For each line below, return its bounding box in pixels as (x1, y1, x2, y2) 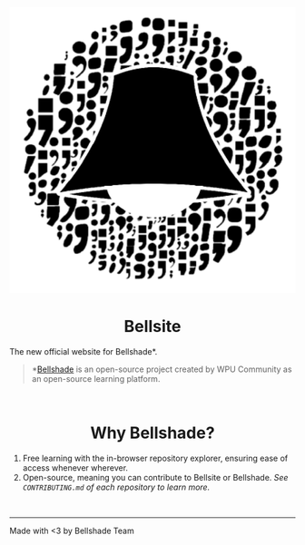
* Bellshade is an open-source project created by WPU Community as (31, 364, 292, 375)
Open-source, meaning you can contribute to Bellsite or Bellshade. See (22, 472, 289, 482)
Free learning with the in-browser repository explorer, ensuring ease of (22, 453, 289, 463)
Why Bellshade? (90, 423, 215, 443)
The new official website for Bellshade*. (9, 345, 158, 356)
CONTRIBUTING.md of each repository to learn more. (22, 482, 211, 492)
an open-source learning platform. (31, 373, 161, 384)
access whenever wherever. (22, 462, 129, 473)
